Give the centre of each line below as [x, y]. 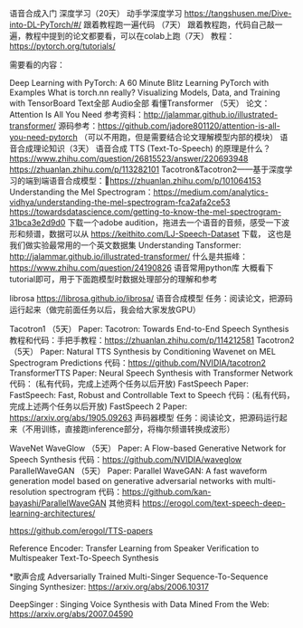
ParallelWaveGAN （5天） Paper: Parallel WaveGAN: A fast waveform [138, 471]
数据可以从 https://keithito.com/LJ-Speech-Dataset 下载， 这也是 [170, 234]
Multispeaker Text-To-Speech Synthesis [84, 558]
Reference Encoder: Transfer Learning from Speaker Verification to [134, 548]
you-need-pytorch [44, 137]
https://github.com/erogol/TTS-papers [81, 531]
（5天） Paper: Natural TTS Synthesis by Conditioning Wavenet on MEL [142, 352]
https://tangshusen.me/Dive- [238, 13]
